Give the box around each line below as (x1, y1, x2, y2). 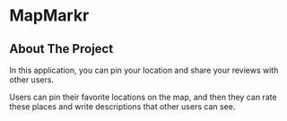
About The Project (9, 41, 114, 56)
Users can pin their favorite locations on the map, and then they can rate (9, 91, 277, 102)
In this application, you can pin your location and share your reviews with (9, 65, 279, 75)
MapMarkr (9, 5, 90, 26)
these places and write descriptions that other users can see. (9, 101, 236, 112)
